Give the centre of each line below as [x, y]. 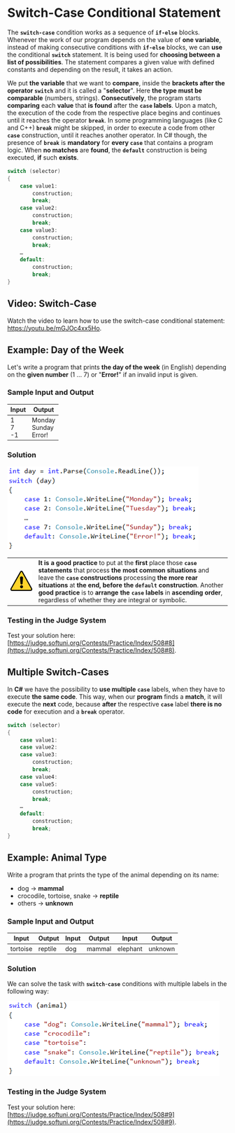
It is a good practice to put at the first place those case [117, 563]
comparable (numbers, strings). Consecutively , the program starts [104, 98]
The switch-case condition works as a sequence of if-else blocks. [104, 32]
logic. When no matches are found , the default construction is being [107, 150]
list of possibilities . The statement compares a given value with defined [111, 62]
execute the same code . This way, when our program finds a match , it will [115, 696]
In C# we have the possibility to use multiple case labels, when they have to [116, 689]
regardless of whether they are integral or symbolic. [113, 600]
